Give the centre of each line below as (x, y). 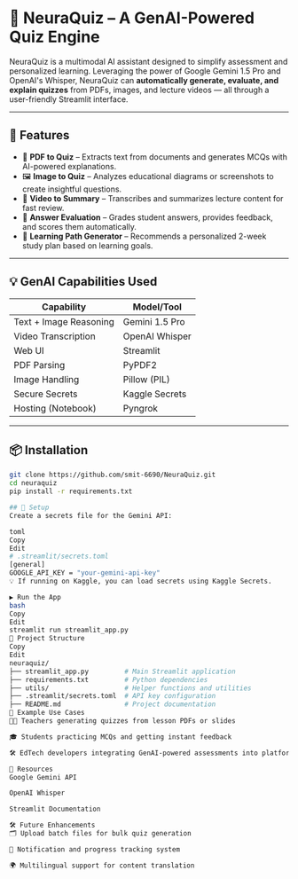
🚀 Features (39, 135)
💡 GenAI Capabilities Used (83, 282)
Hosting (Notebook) (55, 408)
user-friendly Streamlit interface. (69, 99)
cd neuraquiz (33, 483)
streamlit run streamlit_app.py (69, 630)
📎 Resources (31, 769)
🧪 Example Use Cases (47, 713)
